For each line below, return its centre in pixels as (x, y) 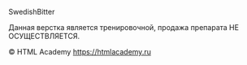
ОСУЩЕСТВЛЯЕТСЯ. (44, 36)
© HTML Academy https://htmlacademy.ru (80, 52)
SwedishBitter (32, 12)
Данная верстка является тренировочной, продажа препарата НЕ (124, 27)
